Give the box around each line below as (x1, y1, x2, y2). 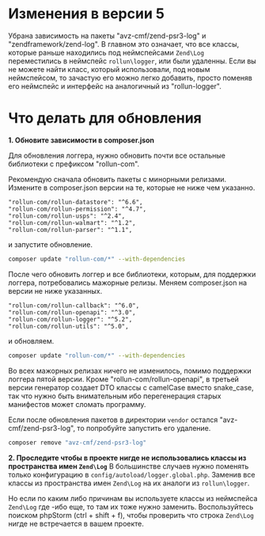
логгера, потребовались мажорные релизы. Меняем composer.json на (8, 278, 248, 287)
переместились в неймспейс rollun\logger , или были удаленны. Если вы (8, 56, 257, 66)
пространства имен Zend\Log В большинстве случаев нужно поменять (8, 461, 249, 471)
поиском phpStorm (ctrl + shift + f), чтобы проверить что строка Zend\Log (8, 510, 255, 519)
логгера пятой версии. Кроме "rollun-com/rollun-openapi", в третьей (8, 374, 240, 384)
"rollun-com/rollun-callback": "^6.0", (8, 302, 140, 310)
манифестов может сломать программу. (8, 399, 146, 409)
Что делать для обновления (8, 109, 202, 127)
